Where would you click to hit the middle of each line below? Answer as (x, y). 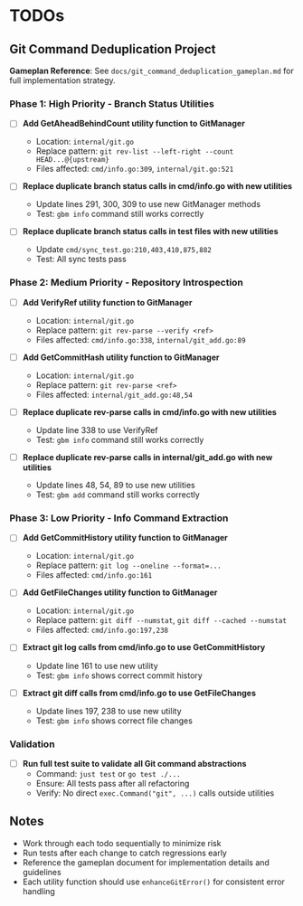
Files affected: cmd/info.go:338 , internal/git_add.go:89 (141, 339)
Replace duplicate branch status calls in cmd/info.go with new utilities (157, 186)
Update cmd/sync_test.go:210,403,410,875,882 (124, 250)
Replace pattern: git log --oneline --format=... (128, 565)
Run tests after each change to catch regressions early (125, 853)
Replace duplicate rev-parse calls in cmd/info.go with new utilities (150, 411)
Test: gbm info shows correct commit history (119, 675)
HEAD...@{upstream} (73, 160)
